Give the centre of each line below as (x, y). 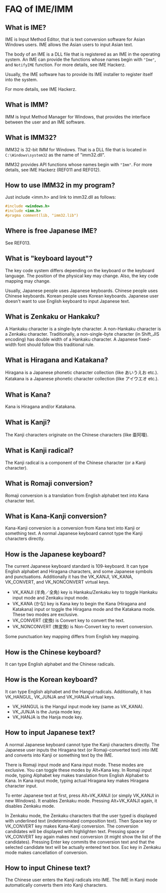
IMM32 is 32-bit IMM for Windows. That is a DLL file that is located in (76, 149)
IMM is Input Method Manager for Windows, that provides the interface (78, 117)
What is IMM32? (31, 138)
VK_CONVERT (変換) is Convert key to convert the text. (68, 620)
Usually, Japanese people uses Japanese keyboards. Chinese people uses (82, 291)
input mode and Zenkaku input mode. (51, 598)
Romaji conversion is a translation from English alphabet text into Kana (77, 495)
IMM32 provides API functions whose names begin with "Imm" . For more (79, 164)
